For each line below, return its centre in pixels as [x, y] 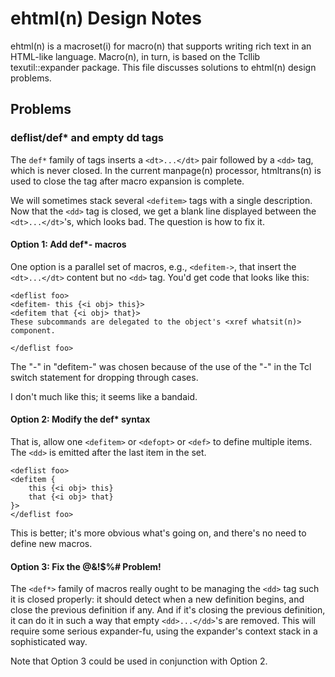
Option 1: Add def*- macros [68, 244]
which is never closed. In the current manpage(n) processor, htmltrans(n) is [166, 170]
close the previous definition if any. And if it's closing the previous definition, [168, 610]
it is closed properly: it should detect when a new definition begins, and [157, 599]
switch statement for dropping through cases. [104, 377]
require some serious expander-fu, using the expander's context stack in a [164, 631]
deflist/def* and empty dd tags [87, 138]
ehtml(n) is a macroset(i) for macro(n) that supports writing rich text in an [161, 46]
